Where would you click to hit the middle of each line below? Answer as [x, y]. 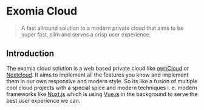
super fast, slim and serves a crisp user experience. [86, 34]
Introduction [30, 54]
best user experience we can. [43, 100]
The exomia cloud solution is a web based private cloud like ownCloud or [98, 68]
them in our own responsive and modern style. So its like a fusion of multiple [102, 81]
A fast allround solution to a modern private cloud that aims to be [102, 28]
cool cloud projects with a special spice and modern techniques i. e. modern [102, 88]
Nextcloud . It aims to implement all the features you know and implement [97, 75]
